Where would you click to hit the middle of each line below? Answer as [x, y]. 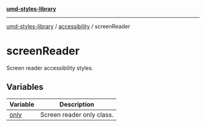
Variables [25, 87]
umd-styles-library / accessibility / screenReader [68, 26]
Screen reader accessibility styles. [50, 68]
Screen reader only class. [77, 114]
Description [77, 104]
